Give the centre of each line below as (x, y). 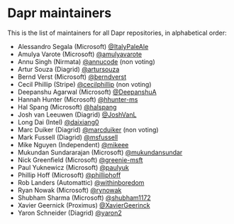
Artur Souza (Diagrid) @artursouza (68, 69)
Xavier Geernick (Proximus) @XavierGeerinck (84, 205)
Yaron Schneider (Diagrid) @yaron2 (69, 213)
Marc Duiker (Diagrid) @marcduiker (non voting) (88, 129)
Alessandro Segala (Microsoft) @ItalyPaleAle (83, 46)
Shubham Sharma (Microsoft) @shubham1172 (84, 198)
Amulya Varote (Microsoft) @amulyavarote (80, 54)
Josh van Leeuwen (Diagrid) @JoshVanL (77, 114)
